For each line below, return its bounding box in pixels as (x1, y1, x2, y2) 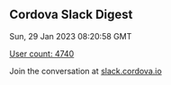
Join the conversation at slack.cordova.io (9, 65, 162, 76)
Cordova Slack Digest (9, 7, 133, 22)
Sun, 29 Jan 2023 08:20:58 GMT (9, 30, 132, 41)
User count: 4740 (9, 48, 75, 59)
